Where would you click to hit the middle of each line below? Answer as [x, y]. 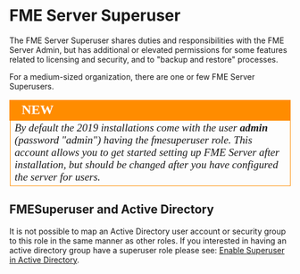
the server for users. [58, 177]
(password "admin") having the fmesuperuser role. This [133, 140]
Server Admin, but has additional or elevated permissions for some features [148, 49]
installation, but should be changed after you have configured [146, 164]
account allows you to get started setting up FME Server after [147, 152]
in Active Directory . [45, 260]
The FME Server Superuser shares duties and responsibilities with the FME [147, 40]
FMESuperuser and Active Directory [112, 210]
